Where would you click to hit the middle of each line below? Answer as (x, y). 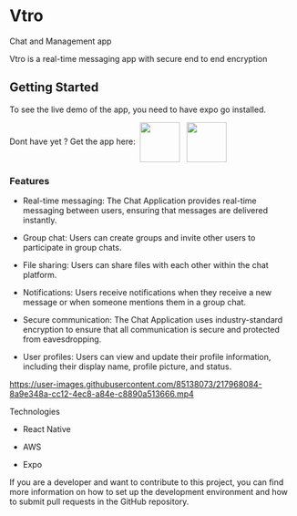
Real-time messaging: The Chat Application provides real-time (139, 201)
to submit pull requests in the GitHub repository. (99, 501)
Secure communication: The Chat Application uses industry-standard (153, 320)
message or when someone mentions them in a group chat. (134, 303)
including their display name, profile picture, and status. (127, 366)
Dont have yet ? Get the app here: (72, 141)
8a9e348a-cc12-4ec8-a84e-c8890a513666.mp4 (102, 394)
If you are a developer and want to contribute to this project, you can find (147, 482)
